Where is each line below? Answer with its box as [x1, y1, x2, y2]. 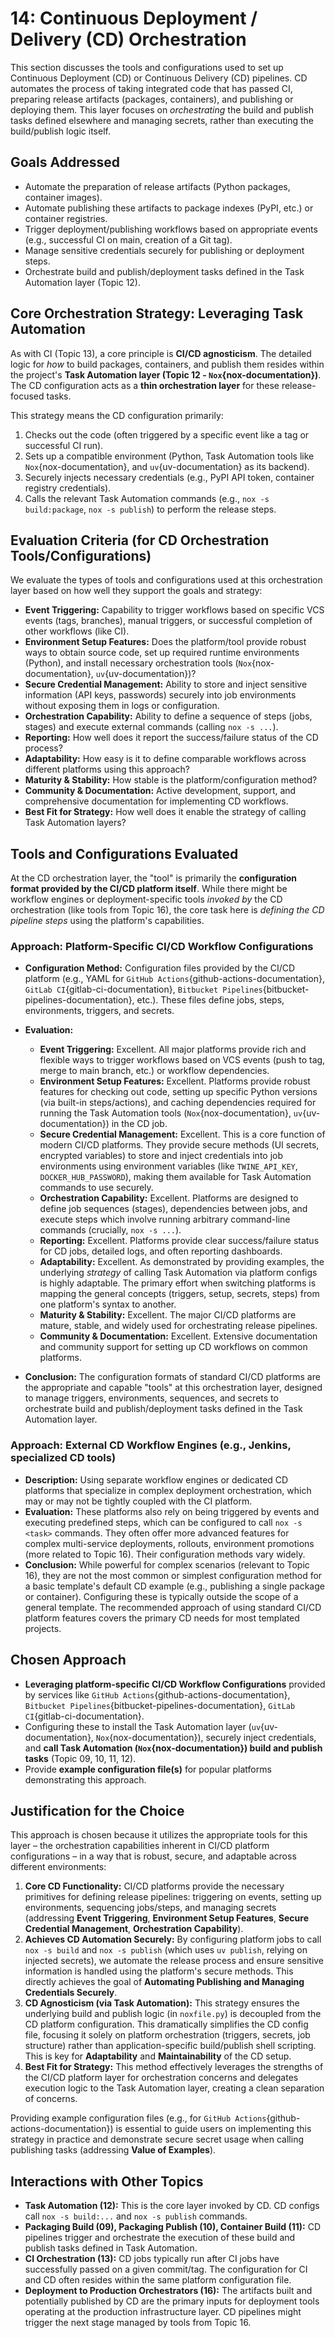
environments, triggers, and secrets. [24, 1005, 175, 1017]
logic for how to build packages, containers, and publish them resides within [10, 358, 325, 370]
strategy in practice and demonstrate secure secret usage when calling [10, 2133, 304, 2146]
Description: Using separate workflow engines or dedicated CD [24, 1473, 289, 1486]
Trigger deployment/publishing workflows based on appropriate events [24, 223, 318, 235]
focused [10, 390, 45, 402]
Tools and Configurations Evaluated [10, 845, 239, 862]
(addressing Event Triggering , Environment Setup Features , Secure [24, 1912, 310, 1924]
